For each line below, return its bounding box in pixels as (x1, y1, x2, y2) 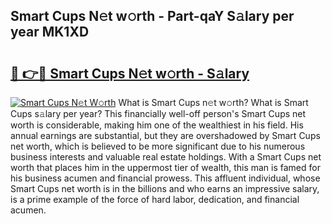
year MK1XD (10, 24, 90, 41)
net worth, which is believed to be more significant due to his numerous (10, 140, 306, 152)
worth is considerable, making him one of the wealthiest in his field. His (10, 119, 304, 131)
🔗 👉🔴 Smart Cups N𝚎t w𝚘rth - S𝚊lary (10, 65, 250, 82)
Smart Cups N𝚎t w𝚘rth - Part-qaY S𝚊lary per (10, 8, 295, 25)
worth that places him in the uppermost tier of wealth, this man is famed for (10, 162, 321, 173)
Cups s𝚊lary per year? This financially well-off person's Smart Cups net (10, 108, 307, 119)
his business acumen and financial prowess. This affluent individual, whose (10, 172, 321, 184)
